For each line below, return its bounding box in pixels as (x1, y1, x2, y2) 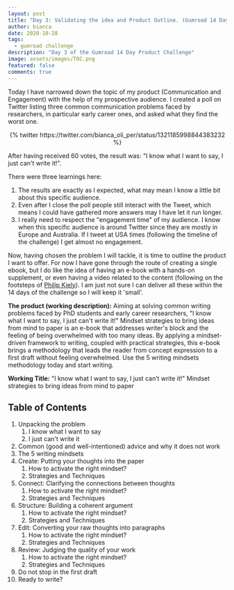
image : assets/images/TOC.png (8, 56, 96, 63)
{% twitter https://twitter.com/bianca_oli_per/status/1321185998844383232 (9, 130, 226, 139)
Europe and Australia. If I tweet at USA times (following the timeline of (17, 230, 218, 239)
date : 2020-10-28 (8, 29, 58, 37)
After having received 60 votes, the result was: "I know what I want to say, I (8, 151, 224, 160)
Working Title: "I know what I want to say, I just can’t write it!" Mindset (8, 374, 210, 383)
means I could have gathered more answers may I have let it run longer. (17, 208, 223, 216)
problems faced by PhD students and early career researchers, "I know (8, 309, 212, 317)
